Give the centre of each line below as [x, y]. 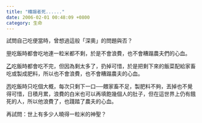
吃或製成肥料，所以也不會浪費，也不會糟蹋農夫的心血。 [75, 74]
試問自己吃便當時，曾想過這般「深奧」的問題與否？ [69, 41]
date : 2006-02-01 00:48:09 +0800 [48, 17]
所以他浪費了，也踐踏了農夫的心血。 [72, 101]
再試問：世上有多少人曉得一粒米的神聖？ [56, 114]
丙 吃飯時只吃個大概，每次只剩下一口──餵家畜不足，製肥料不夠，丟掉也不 [97, 86]
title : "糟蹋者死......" [35, 12]
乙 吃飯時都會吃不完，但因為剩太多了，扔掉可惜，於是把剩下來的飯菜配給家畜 [101, 66]
